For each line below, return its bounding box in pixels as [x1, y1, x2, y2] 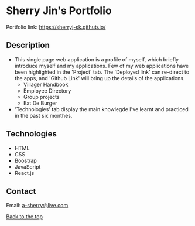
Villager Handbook [23, 81, 69, 88]
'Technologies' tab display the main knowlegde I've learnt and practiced [14, 105, 189, 112]
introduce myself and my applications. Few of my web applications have [14, 62, 189, 69]
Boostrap [14, 157, 37, 164]
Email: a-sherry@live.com [6, 202, 69, 209]
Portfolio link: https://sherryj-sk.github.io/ [6, 23, 106, 30]
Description [6, 40, 50, 50]
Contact [6, 186, 36, 196]
